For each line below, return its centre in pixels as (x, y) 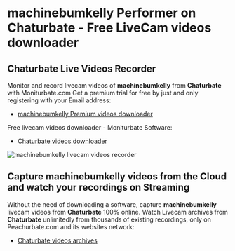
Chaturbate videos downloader (62, 141)
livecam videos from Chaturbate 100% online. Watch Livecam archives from (117, 212)
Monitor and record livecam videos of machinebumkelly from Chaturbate (114, 85)
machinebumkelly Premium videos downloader (85, 114)
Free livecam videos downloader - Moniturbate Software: (90, 127)
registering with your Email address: (59, 100)
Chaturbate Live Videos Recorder (82, 68)
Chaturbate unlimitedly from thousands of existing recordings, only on (109, 219)
